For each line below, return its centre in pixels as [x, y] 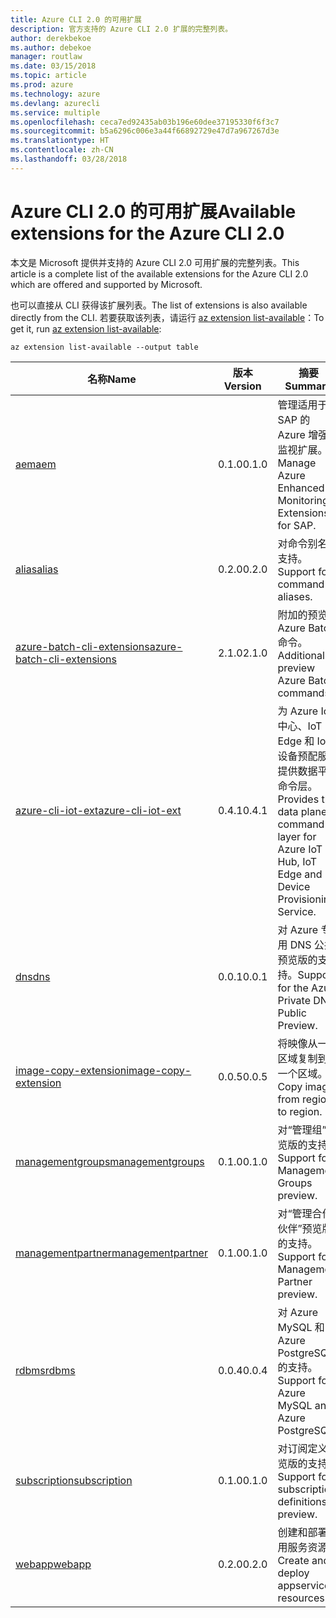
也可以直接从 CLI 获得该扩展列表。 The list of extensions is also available [159, 305]
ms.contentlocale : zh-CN [62, 150]
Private [294, 1000]
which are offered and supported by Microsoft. [106, 284]
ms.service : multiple [55, 112]
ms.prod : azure [42, 85]
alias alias [37, 569]
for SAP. [297, 525]
